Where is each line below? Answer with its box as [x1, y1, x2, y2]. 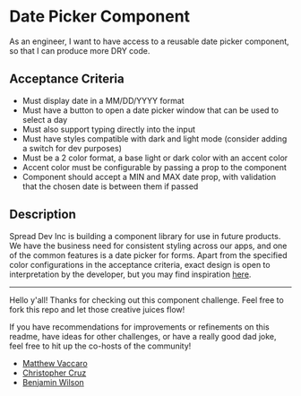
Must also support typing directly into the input [21, 124, 195, 134]
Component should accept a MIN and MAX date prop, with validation [21, 171, 277, 182]
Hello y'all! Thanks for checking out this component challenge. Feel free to [9, 294, 284, 306]
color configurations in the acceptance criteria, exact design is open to [9, 259, 271, 270]
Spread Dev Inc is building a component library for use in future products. [9, 230, 281, 241]
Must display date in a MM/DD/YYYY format [21, 95, 185, 106]
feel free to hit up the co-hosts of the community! [9, 340, 192, 351]
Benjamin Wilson [21, 376, 85, 387]
